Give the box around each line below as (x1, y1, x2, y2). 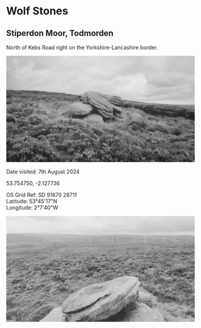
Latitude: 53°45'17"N (6, 198, 58, 205)
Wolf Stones (6, 4, 69, 18)
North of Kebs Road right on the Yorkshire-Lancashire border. (6, 44, 159, 51)
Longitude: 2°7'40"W (6, 204, 59, 211)
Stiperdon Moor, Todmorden (6, 28, 114, 38)
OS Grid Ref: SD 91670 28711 (6, 191, 77, 198)
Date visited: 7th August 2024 (6, 168, 80, 175)
